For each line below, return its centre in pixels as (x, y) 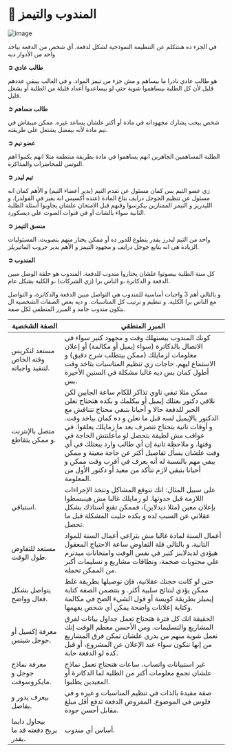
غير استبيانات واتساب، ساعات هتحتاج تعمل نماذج (135, 664)
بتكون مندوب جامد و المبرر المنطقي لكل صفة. (67, 309)
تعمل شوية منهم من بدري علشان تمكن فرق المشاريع (141, 635)
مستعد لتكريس (33, 350)
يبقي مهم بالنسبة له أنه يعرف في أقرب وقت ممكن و (140, 461)
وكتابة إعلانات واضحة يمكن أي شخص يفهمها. (129, 607)
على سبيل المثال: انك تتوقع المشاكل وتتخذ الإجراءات (140, 489)
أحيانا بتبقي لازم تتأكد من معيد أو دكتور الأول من (133, 469)
